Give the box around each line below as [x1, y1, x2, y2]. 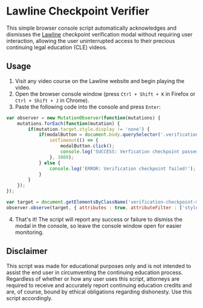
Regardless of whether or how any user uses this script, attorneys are [6, 275, 180, 283]
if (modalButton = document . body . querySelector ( [38, 132, 161, 138]
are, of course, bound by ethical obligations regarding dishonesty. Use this [6, 288, 192, 295]
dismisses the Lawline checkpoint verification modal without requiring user [6, 30, 193, 38]
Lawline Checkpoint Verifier [6, 4, 150, 18]
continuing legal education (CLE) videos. [6, 44, 108, 51]
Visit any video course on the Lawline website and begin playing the [14, 77, 185, 84]
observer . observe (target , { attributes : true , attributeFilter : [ [6, 204, 182, 210]
